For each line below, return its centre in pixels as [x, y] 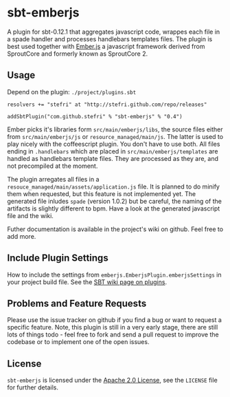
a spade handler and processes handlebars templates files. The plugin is [110, 39]
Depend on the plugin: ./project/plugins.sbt [72, 92]
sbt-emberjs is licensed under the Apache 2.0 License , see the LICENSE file [112, 380]
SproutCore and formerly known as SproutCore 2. [78, 54]
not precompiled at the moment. [53, 166]
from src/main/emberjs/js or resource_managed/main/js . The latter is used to [115, 136]
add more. [22, 236]
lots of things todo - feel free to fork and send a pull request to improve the [113, 334]
